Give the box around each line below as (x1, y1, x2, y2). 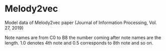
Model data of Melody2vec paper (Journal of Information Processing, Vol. (5, 19, 157, 25)
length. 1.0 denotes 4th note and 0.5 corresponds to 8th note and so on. (5, 39, 153, 45)
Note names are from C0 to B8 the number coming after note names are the (5, 34, 161, 40)
